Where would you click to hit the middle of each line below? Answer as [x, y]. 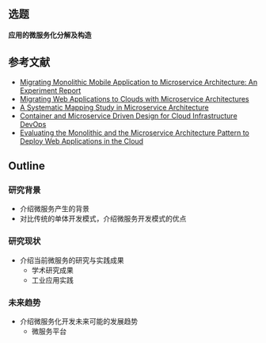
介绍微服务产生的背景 [54, 209]
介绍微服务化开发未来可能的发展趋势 [79, 321]
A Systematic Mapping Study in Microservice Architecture [114, 107]
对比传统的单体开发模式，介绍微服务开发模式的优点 [103, 219]
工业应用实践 [52, 279]
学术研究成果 [52, 270]
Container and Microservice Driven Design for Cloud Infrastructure [128, 116]
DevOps [33, 124]
